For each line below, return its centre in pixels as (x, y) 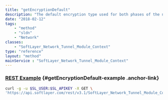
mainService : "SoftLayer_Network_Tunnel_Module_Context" (67, 61)
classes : (14, 42)
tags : (11, 24)
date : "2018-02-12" (25, 19)
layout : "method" (23, 56)
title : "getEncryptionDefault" (38, 10)
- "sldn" (23, 33)
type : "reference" (24, 51)
